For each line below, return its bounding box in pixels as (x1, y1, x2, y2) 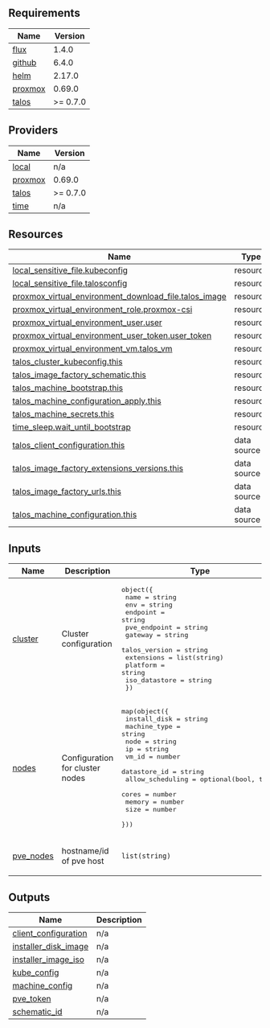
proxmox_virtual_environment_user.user (12, 317, 162, 328)
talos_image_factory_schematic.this (12, 369, 147, 380)
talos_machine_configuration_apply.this (12, 396, 162, 407)
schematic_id (12, 1006, 63, 1018)
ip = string (125, 745, 169, 754)
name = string (125, 593, 177, 602)
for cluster (61, 763, 100, 774)
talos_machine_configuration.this (12, 509, 137, 520)
